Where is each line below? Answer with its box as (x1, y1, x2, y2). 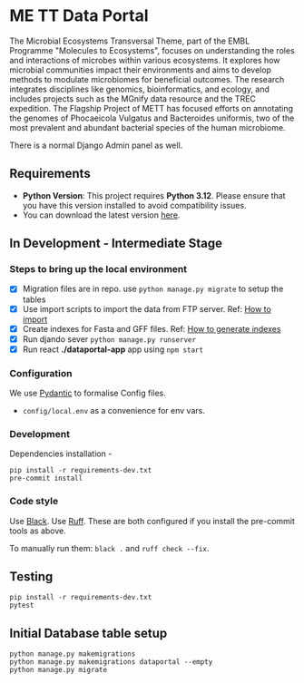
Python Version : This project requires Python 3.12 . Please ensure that (22, 190, 286, 200)
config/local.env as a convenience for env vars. (22, 405, 206, 416)
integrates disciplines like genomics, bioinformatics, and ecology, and (9, 83, 270, 94)
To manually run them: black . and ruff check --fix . (9, 542, 210, 553)
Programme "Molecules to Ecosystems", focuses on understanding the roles (9, 44, 295, 55)
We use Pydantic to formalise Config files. (9, 387, 166, 399)
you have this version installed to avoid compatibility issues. (22, 200, 247, 210)
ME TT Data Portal (9, 5, 149, 26)
